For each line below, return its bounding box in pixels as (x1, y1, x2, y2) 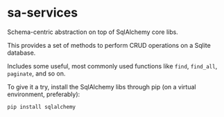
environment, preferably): (7, 90, 80, 98)
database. (7, 48, 36, 57)
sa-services (7, 5, 78, 21)
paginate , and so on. (7, 69, 66, 78)
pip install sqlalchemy (7, 103, 76, 110)
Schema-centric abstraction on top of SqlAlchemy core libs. (7, 28, 178, 36)
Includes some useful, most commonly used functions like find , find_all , (7, 62, 218, 70)
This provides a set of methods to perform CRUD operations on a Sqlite (7, 41, 212, 49)
